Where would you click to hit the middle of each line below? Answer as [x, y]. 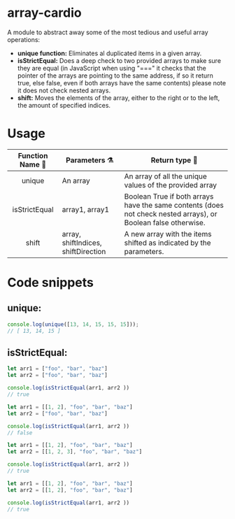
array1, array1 [86, 209]
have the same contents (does [174, 205]
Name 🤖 [33, 164]
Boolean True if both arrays [169, 196]
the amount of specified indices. [64, 105]
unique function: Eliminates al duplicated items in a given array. [109, 53]
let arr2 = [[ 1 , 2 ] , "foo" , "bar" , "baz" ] [70, 490]
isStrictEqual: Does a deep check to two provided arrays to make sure [119, 60]
